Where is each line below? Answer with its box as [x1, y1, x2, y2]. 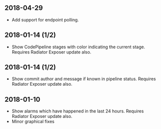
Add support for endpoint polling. [11, 17, 79, 22]
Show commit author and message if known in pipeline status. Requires [11, 76, 156, 82]
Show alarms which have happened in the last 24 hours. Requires [11, 108, 144, 114]
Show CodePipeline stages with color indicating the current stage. [11, 44, 145, 50]
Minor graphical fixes [11, 119, 55, 125]
